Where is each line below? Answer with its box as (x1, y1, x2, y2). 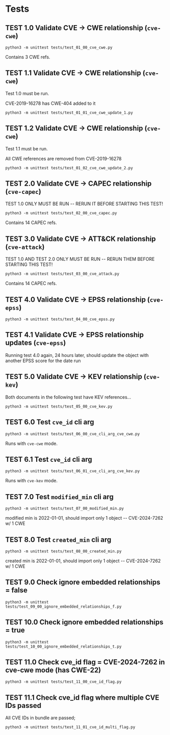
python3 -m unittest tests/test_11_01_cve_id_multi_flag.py (5, 725, 136, 730)
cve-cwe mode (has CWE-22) (5, 665, 101, 674)
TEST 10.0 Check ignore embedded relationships (5, 618, 164, 627)
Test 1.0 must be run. (5, 90, 49, 96)
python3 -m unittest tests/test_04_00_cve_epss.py (5, 317, 115, 322)
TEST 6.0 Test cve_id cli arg (5, 418, 94, 427)
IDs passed (5, 701, 42, 710)
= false (5, 586, 28, 595)
